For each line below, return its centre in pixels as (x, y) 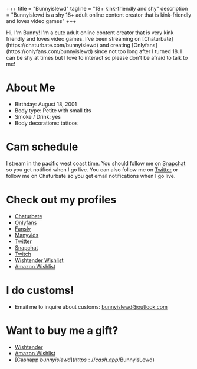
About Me (31, 88)
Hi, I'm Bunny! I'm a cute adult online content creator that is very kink (90, 33)
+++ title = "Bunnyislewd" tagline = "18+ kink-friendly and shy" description (97, 9)
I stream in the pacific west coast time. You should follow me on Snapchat (96, 163)
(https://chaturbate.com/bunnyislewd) (52, 45)
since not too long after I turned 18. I (138, 51)
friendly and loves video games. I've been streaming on (74, 39)
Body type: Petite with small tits (53, 110)
